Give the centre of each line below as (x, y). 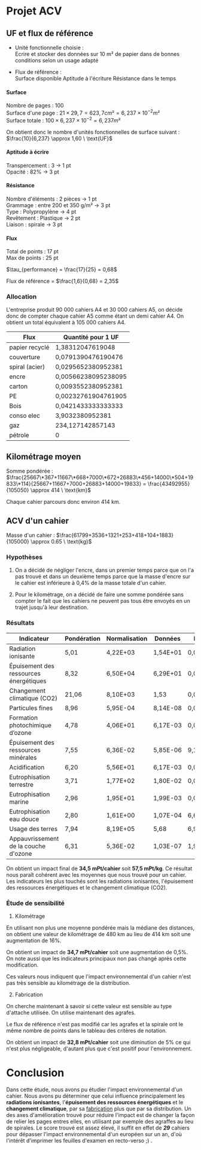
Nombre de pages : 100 (35, 106)
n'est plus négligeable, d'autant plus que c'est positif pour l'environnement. (99, 1049)
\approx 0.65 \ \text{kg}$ (61, 542)
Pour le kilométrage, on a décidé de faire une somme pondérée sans (99, 595)
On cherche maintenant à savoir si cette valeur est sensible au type (89, 1006)
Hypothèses (25, 557)
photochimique (31, 725)
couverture (25, 357)
